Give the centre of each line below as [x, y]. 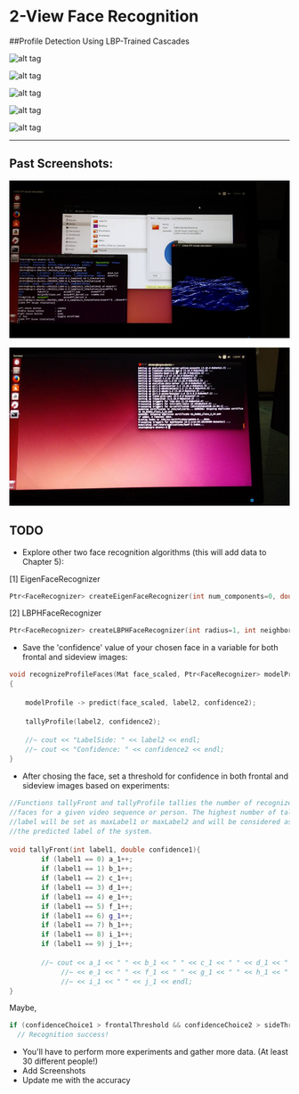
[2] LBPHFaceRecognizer [56, 613]
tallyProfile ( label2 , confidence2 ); [93, 722]
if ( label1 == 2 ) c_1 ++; [87, 878]
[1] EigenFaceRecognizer [55, 579]
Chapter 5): [43, 561]
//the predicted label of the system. [81, 831]
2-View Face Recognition [104, 16]
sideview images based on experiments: [96, 786]
